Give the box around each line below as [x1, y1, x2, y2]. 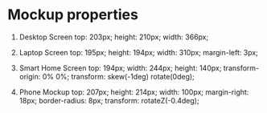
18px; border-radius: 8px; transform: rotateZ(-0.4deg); [18, 95, 199, 105]
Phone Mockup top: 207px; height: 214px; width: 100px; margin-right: [18, 87, 249, 97]
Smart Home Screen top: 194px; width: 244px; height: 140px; [18, 63, 222, 73]
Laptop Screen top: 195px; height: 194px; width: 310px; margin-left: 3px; [18, 47, 259, 57]
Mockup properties [7, 6, 138, 24]
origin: [18, 71, 41, 81]
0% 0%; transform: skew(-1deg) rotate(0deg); [42, 71, 195, 81]
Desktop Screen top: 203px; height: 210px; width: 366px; [18, 32, 209, 42]
